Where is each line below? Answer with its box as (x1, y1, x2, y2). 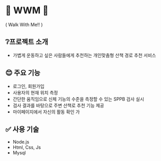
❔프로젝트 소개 (5, 38, 49, 47)
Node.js (12, 139, 30, 145)
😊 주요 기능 (5, 68, 41, 77)
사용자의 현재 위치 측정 (12, 89, 58, 96)
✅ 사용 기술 (5, 125, 39, 133)
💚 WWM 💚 (5, 5, 49, 16)
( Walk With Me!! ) (5, 21, 43, 28)
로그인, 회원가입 (12, 83, 44, 89)
